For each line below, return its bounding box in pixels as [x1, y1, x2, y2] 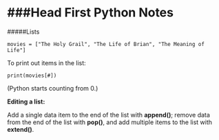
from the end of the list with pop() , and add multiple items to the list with [7, 118, 212, 126]
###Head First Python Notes [7, 5, 174, 21]
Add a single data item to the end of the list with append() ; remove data [7, 110, 210, 119]
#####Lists [7, 27, 40, 36]
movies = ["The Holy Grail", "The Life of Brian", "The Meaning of [7, 40, 205, 47]
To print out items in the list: [7, 58, 86, 67]
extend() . [7, 125, 34, 133]
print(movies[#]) [7, 72, 57, 79]
